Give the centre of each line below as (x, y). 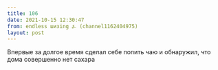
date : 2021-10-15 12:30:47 (46, 20)
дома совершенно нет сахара (51, 60)
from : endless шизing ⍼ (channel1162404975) (73, 26)
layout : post (26, 33)
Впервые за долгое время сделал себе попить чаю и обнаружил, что (109, 52)
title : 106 (23, 13)
